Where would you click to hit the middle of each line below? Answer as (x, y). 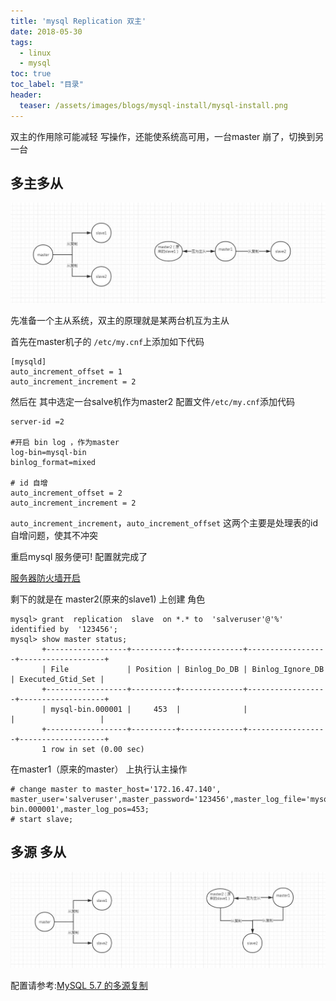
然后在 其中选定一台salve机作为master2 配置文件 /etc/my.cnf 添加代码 (153, 401)
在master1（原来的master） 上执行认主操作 (99, 769)
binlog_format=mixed (53, 462)
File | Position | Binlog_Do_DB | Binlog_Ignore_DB (187, 669)
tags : (21, 42)
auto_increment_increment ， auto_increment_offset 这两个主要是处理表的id (164, 522)
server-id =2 (37, 421)
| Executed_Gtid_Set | (57, 679)
